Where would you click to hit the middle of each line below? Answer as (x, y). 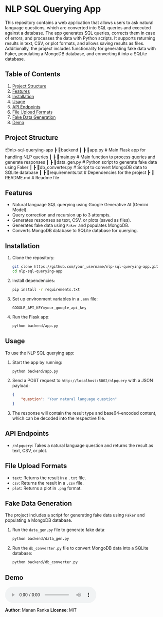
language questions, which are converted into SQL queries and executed (78, 27)
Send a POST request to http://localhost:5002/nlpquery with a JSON (82, 381)
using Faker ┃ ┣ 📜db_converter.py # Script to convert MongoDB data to (76, 167)
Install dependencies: (34, 280)
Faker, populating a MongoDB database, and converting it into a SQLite (76, 53)
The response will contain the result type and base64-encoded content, (84, 413)
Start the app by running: (37, 362)
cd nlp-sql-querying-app (37, 271)
